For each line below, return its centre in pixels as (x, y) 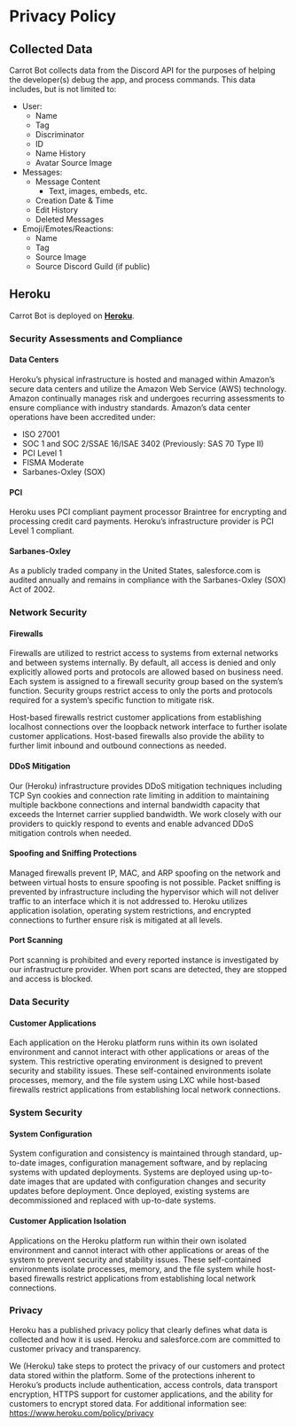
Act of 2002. (32, 589)
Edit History (56, 210)
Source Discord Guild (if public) (93, 266)
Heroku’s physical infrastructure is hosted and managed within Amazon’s (142, 379)
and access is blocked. (51, 979)
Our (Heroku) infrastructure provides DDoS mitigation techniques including (146, 785)
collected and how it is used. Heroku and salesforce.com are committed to (145, 1339)
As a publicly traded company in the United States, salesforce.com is (135, 571)
